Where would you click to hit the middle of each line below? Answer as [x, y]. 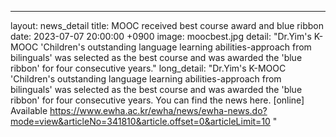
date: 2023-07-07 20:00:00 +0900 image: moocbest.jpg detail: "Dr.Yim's [161, 36]
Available [29, 110]
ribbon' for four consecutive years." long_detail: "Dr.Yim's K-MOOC [148, 68]
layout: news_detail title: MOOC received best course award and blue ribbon [167, 25]
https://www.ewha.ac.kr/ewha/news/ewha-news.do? [158, 110]
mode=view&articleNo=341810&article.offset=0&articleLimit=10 [140, 121]
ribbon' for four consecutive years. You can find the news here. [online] [157, 100]
